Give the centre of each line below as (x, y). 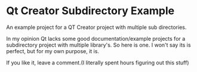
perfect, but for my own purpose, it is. (53, 51)
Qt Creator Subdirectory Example (90, 11)
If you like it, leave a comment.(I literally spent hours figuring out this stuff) (98, 63)
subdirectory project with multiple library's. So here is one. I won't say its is (98, 45)
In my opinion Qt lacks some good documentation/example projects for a (96, 38)
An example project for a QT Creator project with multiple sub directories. (96, 27)
